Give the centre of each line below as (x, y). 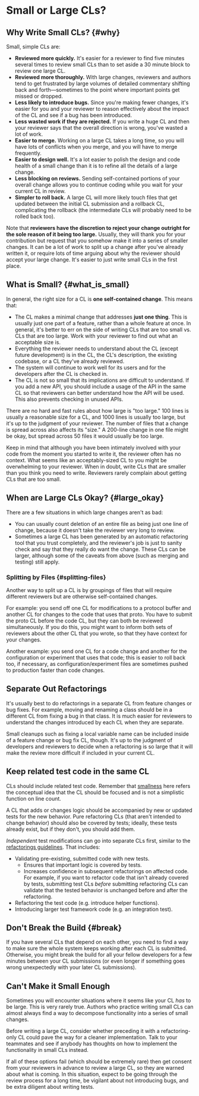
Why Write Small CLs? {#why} (63, 32)
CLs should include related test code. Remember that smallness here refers (98, 786)
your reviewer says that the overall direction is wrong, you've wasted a (101, 128)
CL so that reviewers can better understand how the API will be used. (99, 393)
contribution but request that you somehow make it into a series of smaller (97, 241)
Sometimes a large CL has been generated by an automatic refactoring (101, 536)
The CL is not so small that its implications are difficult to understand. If (102, 380)
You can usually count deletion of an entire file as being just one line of (102, 524)
